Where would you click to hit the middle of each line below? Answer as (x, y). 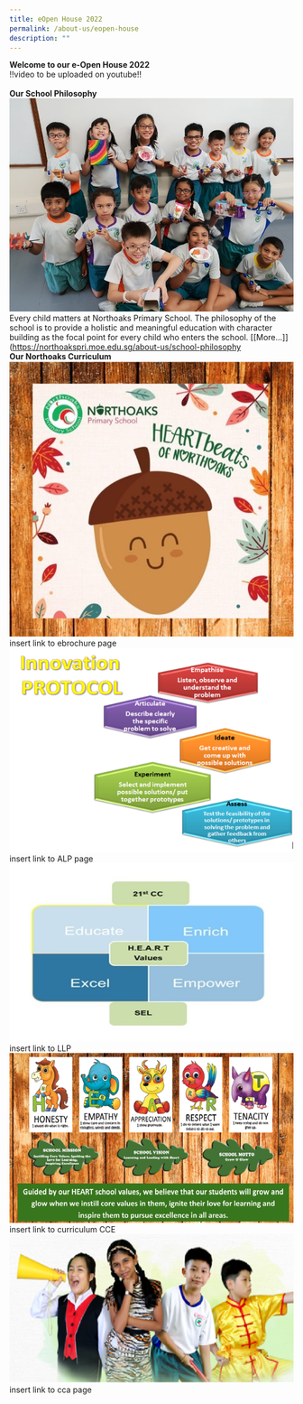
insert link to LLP (41, 1048)
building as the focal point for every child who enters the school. (129, 338)
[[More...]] (269, 338)
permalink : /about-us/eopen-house (74, 28)
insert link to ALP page (51, 859)
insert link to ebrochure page (63, 643)
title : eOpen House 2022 (56, 19)
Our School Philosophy (53, 94)
